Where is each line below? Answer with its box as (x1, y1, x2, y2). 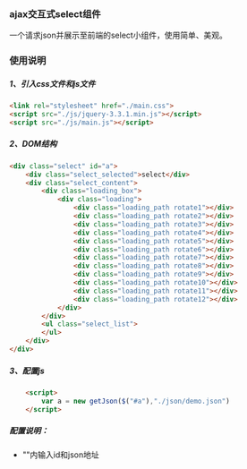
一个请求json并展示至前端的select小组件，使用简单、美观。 (9, 30, 228, 41)
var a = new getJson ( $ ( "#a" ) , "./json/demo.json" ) (41, 397, 230, 405)
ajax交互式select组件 (9, 7, 101, 20)
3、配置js (9, 365, 45, 376)
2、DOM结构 (9, 139, 57, 149)
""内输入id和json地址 (21, 449, 100, 460)
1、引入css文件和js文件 (9, 78, 96, 89)
